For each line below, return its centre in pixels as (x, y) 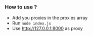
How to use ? (21, 7)
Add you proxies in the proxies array (50, 18)
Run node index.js (32, 23)
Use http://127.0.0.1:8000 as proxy (47, 28)
